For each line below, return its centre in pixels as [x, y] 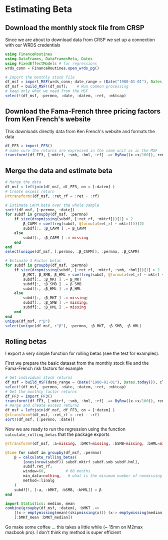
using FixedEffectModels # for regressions [51, 64]
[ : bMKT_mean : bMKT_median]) [43, 517]
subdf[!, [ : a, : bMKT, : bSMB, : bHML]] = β [58, 490]
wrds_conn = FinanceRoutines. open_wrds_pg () [52, 68]
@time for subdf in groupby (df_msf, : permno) [53, 452]
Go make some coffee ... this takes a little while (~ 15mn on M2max [74, 527]
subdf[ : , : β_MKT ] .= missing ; [56, 298]
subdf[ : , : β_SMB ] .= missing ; [56, 303]
